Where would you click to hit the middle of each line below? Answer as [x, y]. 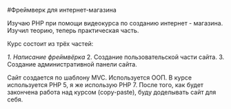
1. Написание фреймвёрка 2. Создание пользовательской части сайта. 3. [116, 57]
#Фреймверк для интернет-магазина [62, 10]
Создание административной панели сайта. [72, 64]
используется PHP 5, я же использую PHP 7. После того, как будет [106, 85]
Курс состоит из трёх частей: [50, 44]
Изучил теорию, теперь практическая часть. [73, 31]
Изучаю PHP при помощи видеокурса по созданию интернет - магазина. [115, 23]
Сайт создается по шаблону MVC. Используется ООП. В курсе [99, 77]
